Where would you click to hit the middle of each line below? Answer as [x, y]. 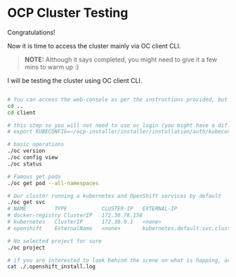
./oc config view [33, 158]
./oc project [26, 248]
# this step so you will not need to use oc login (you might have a [111, 125]
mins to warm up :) [52, 67]
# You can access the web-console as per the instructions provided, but [118, 100]
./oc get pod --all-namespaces [53, 183]
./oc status [25, 164]
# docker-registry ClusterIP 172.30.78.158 [75, 215]
